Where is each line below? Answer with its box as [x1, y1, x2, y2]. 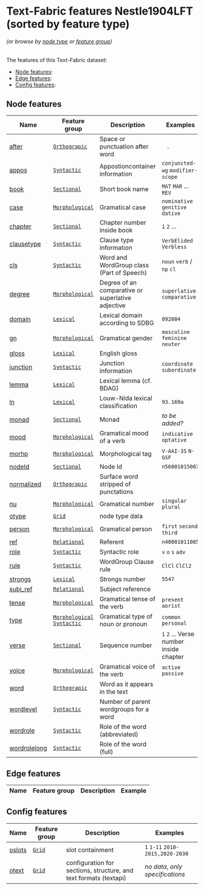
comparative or [99, 286, 143, 294]
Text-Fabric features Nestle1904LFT [6, 4, 193, 18]
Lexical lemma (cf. [99, 377, 152, 385]
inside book [99, 226, 133, 235]
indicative [161, 431, 193, 437]
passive [161, 670, 184, 677]
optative [161, 437, 187, 443]
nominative [161, 198, 193, 205]
